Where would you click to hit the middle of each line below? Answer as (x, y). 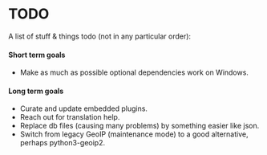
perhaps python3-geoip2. (63, 143)
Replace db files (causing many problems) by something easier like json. (140, 126)
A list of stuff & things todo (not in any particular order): (99, 36)
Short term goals (37, 55)
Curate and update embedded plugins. (84, 108)
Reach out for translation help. (70, 117)
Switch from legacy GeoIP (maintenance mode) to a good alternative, (134, 134)
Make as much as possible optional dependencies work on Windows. (134, 72)
